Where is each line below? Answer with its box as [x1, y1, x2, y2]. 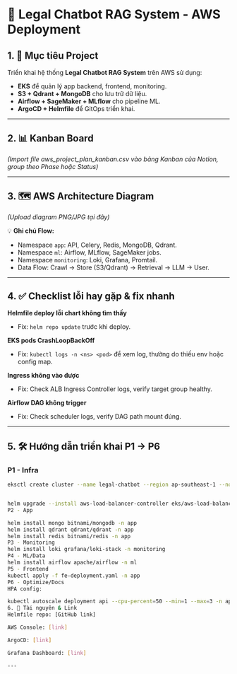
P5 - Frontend [7, 565, 49, 572]
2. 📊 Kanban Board [7, 132, 94, 144]
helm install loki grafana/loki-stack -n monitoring [7, 546, 166, 553]
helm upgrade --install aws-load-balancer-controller [7, 500, 169, 507]
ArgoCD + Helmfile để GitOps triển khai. [17, 105, 135, 112]
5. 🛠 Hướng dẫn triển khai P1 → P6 [7, 440, 161, 452]
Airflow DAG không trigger [7, 399, 87, 407]
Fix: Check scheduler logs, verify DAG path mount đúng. [17, 412, 182, 421]
